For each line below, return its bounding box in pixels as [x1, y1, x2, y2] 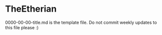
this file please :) [5, 24, 39, 30]
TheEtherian [5, 3, 57, 15]
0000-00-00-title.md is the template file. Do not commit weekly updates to [5, 19, 157, 25]
